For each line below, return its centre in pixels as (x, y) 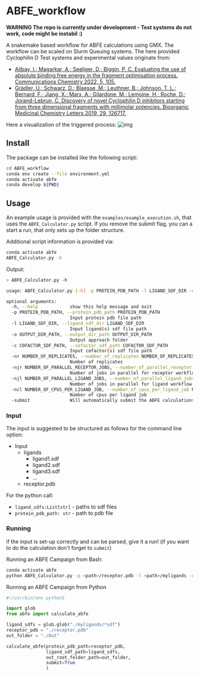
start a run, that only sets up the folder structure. (65, 230)
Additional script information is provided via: (60, 242)
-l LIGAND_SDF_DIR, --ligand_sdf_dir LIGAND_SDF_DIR (78, 324)
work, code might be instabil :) (44, 33)
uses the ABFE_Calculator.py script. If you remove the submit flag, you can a (99, 224)
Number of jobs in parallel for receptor (121, 373)
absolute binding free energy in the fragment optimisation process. (96, 75)
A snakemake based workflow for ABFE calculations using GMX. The (90, 45)
